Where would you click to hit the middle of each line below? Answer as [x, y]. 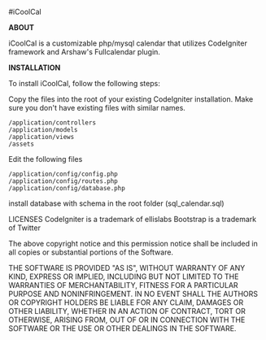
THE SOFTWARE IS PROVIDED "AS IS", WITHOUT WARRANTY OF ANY [127, 268]
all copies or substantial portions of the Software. [91, 252]
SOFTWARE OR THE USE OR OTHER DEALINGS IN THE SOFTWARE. [122, 328]
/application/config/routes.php [63, 181]
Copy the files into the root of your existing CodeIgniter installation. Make [131, 99]
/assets [22, 144]
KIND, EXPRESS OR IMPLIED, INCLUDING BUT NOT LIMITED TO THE [124, 277]
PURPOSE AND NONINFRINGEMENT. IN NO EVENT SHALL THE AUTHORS [133, 294]
